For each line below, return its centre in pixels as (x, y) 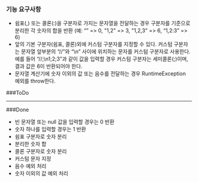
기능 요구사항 (24, 9)
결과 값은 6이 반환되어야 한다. (48, 67)
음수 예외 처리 (30, 166)
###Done (18, 110)
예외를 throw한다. (35, 81)
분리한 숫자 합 (30, 144)
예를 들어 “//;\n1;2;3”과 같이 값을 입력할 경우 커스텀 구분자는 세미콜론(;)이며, (101, 59)
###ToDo (18, 93)
